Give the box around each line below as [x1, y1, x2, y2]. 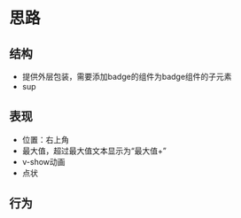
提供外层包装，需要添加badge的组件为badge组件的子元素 [21, 72, 232, 82]
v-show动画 [21, 156, 66, 167]
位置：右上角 [21, 134, 69, 144]
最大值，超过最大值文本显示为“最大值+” [21, 145, 167, 156]
